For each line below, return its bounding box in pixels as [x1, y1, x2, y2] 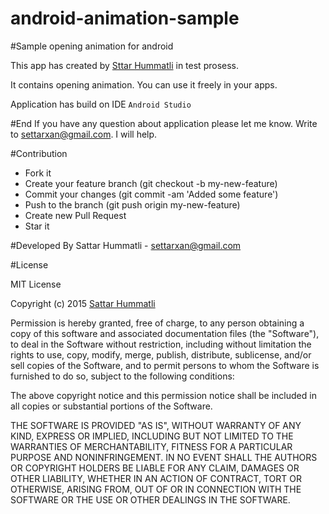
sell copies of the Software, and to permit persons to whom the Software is [10, 359, 320, 371]
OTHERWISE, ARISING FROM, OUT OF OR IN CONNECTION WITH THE [10, 483, 302, 495]
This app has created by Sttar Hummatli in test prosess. [10, 59, 239, 71]
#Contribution [10, 147, 68, 159]
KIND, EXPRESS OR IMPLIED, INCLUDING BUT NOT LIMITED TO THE [10, 430, 294, 442]
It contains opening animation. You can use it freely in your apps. [10, 78, 278, 91]
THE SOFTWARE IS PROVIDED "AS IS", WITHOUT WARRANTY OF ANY [10, 419, 302, 431]
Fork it [24, 167, 52, 179]
